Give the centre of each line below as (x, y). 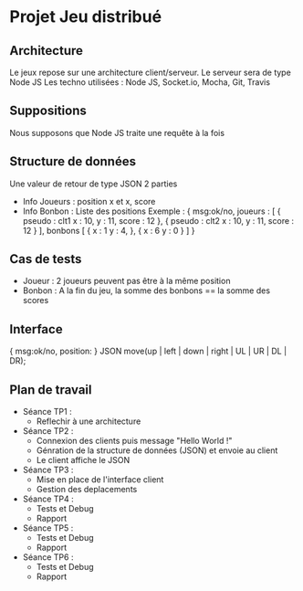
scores (36, 301)
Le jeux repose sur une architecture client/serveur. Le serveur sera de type (151, 72)
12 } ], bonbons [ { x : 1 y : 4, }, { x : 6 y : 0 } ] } (109, 230)
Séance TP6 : (48, 557)
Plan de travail (51, 390)
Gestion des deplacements (87, 490)
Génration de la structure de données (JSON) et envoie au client (157, 450)
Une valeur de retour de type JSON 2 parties (94, 184)
